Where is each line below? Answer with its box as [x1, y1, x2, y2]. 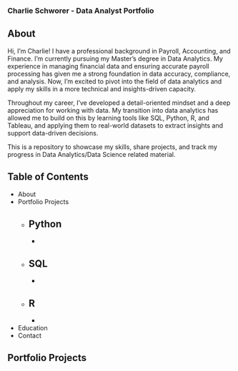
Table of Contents [7, 171, 89, 183]
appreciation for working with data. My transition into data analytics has [7, 106, 219, 114]
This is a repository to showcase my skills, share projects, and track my [7, 142, 218, 151]
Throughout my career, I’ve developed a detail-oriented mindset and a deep [7, 98, 231, 107]
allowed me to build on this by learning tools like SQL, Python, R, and [7, 113, 209, 122]
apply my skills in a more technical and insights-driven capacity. [7, 84, 197, 93]
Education [17, 323, 48, 332]
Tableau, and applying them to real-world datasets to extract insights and [7, 121, 224, 130]
